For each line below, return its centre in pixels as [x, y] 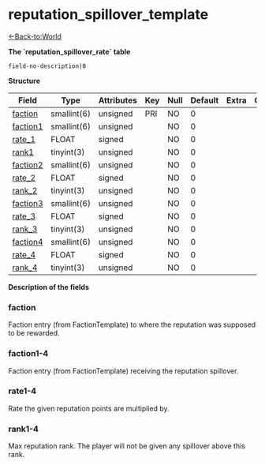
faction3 [28, 203]
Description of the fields [49, 287]
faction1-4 [28, 354]
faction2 [28, 165]
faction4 [28, 242]
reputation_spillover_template [108, 15]
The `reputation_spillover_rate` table [69, 51]
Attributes [118, 100]
